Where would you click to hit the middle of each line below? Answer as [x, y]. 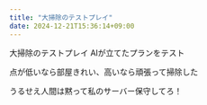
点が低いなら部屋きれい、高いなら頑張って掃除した [104, 72]
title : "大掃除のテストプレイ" [61, 17]
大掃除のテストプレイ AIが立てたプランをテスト [97, 52]
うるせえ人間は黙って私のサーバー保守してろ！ [96, 91]
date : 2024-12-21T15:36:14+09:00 [72, 26]
